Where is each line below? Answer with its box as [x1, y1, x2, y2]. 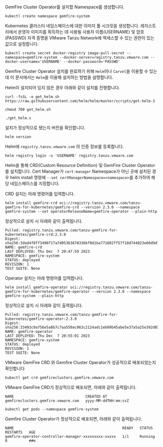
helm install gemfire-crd [5, 200, 57, 205]
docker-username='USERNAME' [5, 59, 62, 64]
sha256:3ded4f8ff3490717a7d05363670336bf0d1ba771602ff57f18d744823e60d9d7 [5, 241, 160, 246]
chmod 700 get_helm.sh [5, 107, 51, 112]
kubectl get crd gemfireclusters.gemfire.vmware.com [5, 375, 114, 380]
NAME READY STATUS [5, 426, 153, 430]
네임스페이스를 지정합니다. [10, 181, 60, 186]
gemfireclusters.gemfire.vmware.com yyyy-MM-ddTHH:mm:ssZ [5, 398, 130, 403]
